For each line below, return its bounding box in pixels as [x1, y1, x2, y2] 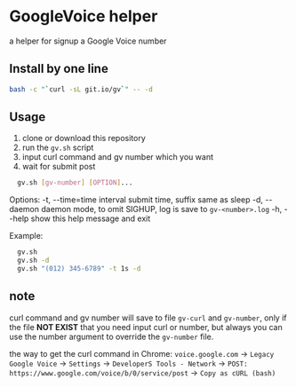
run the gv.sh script [21, 142, 94, 153]
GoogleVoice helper [9, 6, 158, 27]
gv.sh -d [17, 256, 50, 265]
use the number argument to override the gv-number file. [9, 331, 214, 342]
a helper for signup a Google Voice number [9, 36, 167, 46]
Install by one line [9, 61, 108, 76]
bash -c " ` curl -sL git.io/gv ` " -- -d [9, 84, 153, 94]
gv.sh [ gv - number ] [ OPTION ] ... [17, 178, 133, 187]
